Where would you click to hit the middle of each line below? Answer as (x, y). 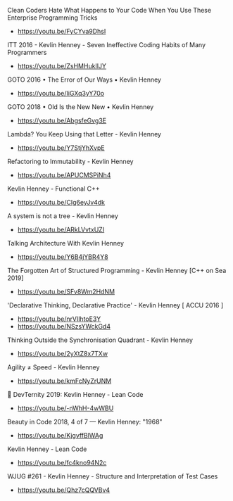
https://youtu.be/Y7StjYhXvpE (61, 148)
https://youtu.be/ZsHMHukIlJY (62, 66)
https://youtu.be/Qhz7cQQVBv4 (64, 490)
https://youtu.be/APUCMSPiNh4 (64, 175)
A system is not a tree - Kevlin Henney (63, 216)
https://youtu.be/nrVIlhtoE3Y (59, 319)
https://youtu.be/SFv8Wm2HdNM (66, 292)
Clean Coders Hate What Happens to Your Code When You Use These (109, 10)
